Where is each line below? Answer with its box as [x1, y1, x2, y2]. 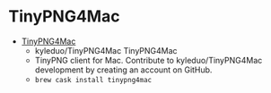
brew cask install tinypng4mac [34, 75, 153, 84]
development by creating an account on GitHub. [34, 64, 213, 75]
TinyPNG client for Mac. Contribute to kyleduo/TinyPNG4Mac [34, 55, 263, 65]
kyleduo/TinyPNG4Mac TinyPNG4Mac [34, 45, 178, 55]
